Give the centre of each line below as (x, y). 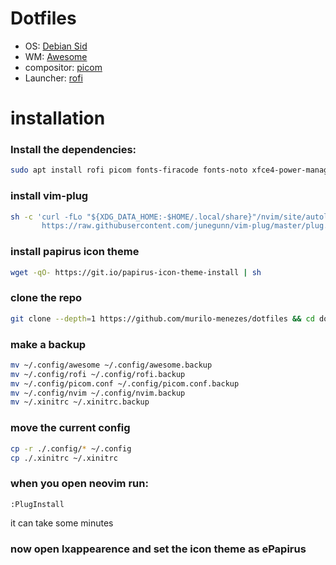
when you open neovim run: (79, 484)
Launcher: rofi (53, 78)
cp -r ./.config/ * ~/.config (71, 448)
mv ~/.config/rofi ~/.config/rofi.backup (98, 374)
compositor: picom (63, 67)
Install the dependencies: (73, 150)
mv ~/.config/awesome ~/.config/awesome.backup (111, 365)
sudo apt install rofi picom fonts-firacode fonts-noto (129, 170)
